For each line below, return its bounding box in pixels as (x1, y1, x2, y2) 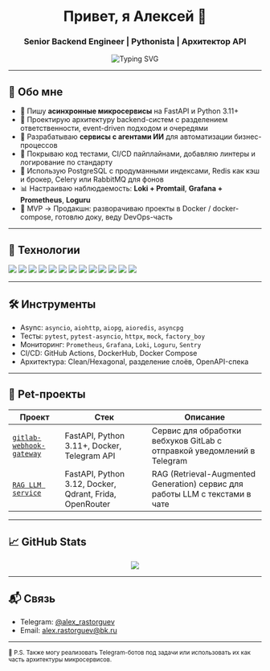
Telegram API (64, 450, 116, 461)
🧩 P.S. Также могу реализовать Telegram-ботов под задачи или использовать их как (8, 648, 251, 657)
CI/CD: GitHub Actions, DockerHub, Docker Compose (19, 348, 198, 358)
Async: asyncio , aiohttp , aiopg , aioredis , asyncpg (19, 322, 184, 332)
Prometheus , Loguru (19, 195, 91, 205)
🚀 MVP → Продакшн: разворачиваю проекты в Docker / (19, 204, 211, 214)
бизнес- (234, 132, 262, 141)
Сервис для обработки (151, 425, 242, 436)
